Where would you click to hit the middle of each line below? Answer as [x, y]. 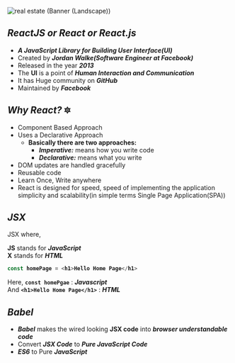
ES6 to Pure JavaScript [52, 352]
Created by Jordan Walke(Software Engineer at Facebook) [105, 57]
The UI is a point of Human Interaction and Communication [106, 73]
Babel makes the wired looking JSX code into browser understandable [122, 329]
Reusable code [39, 172]
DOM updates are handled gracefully [71, 165]
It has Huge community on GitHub [68, 80]
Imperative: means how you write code [96, 150]
